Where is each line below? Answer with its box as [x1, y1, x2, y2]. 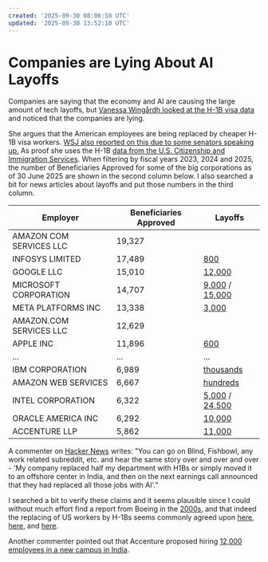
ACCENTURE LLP [12, 426, 78, 437]
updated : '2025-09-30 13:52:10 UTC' [8, 19, 130, 27]
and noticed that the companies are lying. [8, 113, 145, 124]
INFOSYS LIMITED [12, 253, 81, 265]
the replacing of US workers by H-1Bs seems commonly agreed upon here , [8, 513, 254, 522]
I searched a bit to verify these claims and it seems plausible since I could [8, 496, 250, 505]
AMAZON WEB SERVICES [12, 377, 108, 388]
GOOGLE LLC [12, 266, 63, 277]
